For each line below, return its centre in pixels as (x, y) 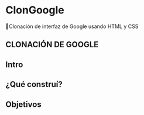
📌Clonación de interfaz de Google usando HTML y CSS (72, 26)
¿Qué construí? (34, 84)
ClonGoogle (35, 10)
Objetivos (23, 104)
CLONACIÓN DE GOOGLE (52, 45)
